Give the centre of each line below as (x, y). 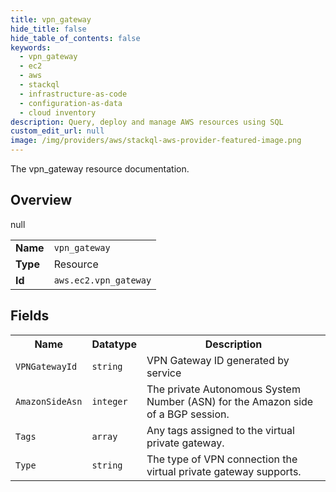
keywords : (31, 47)
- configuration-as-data (71, 103)
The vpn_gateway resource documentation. (100, 169)
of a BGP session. (188, 414)
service (164, 373)
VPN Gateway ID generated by (218, 360)
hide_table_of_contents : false (75, 38)
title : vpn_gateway (51, 19)
